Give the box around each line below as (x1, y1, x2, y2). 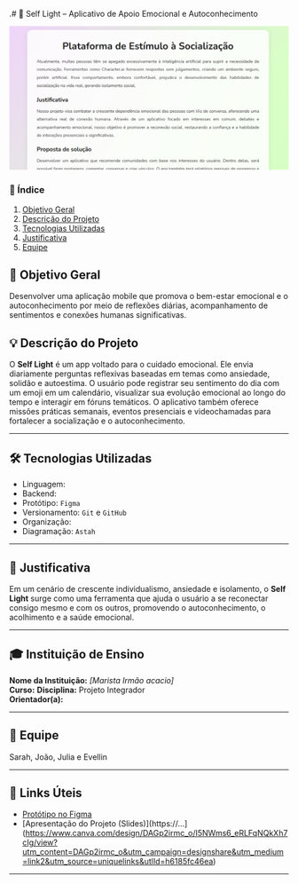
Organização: (21, 517, 72, 527)
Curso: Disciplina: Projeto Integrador (9, 684, 145, 695)
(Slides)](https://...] (118, 818, 188, 829)
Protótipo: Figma (21, 498, 81, 509)
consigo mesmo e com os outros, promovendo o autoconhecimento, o (9, 602, 266, 612)
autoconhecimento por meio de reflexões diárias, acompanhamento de (9, 300, 269, 311)
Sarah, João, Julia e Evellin (9, 751, 108, 762)
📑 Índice (9, 184, 45, 196)
